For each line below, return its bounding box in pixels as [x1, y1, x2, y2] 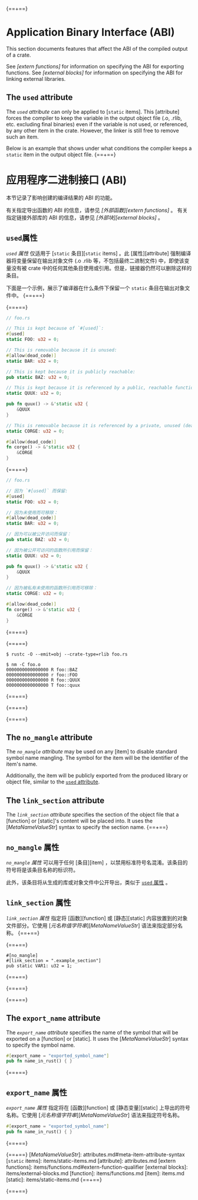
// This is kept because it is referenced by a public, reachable [6, 385, 173, 391]
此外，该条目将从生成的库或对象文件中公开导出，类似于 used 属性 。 [6, 878, 171, 886]
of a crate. [6, 51, 31, 58]
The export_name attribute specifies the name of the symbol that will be [6, 1029, 179, 1036]
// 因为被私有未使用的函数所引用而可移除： [6, 585, 98, 591]
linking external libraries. [6, 75, 66, 82]
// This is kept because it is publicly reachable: [6, 369, 136, 375]
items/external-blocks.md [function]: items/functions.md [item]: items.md [6, 1169, 184, 1176]
